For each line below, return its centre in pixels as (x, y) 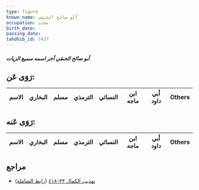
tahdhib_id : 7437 (28, 39)
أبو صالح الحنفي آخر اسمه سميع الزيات (48, 58)
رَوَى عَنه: (21, 121)
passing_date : (24, 34)
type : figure (22, 12)
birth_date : (21, 28)
